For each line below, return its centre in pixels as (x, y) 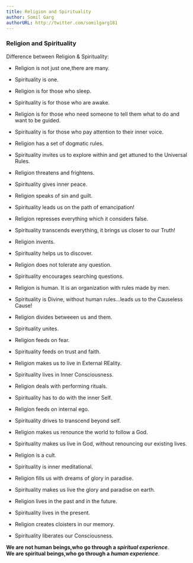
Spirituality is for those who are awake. (62, 102)
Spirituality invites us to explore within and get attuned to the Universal (101, 154)
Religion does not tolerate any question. (63, 264)
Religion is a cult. (36, 455)
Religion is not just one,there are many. (62, 68)
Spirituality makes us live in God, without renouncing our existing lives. (101, 444)
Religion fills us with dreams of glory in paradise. (74, 478)
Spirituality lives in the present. (52, 513)
